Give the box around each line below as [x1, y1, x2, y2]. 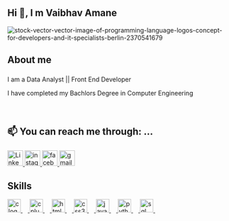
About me [7, 54, 52, 66]
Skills [7, 180, 32, 192]
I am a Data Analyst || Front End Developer [7, 75, 132, 84]
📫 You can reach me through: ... [7, 125, 154, 137]
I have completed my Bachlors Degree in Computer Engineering [7, 89, 194, 98]
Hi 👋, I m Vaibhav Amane [7, 7, 118, 19]
